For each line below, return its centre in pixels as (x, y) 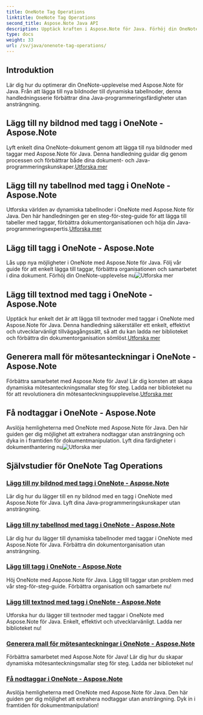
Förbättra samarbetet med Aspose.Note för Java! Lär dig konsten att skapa (99, 381)
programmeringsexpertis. (38, 229)
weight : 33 (20, 40)
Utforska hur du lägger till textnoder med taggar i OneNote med (85, 615)
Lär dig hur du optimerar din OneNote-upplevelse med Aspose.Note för (95, 85)
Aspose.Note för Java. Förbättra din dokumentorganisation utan (85, 544)
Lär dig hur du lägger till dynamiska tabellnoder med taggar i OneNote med (99, 538)
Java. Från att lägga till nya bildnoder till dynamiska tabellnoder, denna (94, 91)
